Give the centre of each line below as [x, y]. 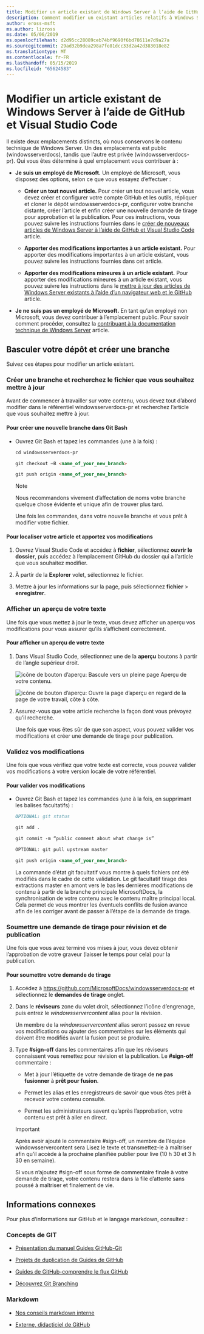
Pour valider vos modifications [46, 785]
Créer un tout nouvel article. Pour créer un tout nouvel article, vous [109, 191]
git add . [28, 828]
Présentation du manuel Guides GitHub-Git [69, 1248]
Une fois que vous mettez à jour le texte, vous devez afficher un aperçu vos [101, 622]
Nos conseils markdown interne [55, 1313]
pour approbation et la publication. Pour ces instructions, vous [102, 217]
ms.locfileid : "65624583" [39, 69]
